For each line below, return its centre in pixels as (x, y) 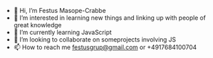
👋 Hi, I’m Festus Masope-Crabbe (60, 11)
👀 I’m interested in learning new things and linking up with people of (110, 18)
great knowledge (37, 25)
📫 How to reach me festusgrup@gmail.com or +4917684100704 (105, 47)
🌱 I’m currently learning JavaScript (63, 32)
